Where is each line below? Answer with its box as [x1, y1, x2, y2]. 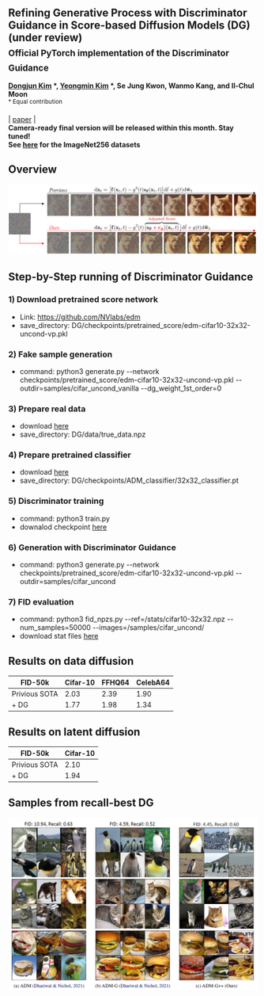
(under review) [8, 31, 83, 44]
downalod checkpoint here [19, 522, 107, 532]
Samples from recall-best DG [8, 796, 154, 810]
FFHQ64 [101, 677, 130, 687]
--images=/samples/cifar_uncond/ [92, 623, 205, 632]
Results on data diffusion [8, 654, 134, 668]
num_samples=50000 [19, 623, 91, 632]
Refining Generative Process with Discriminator [8, 6, 247, 20]
